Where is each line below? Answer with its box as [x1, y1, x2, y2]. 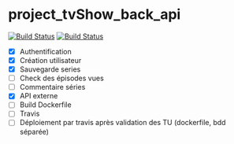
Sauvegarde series [19, 65, 81, 74]
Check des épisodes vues [19, 73, 104, 83]
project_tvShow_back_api [8, 6, 181, 24]
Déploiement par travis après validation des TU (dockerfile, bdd [19, 118, 226, 127]
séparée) [19, 127, 50, 136]
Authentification [19, 46, 72, 56]
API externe [19, 91, 58, 101]
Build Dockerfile [19, 100, 72, 109]
